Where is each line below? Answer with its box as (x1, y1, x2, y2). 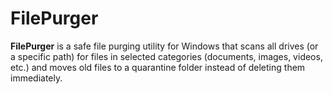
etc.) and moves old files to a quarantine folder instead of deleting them (10, 61, 306, 73)
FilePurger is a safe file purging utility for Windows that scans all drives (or (10, 40, 319, 52)
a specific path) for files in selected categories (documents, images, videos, (10, 50, 323, 62)
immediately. (10, 72, 63, 84)
